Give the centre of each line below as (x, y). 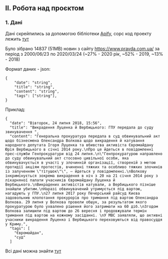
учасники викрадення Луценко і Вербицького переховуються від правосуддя (84, 220)
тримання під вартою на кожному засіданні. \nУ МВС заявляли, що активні (84, 215)
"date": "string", (33, 82)
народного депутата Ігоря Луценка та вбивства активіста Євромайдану (79, 145)
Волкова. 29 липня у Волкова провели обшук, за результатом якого (76, 202)
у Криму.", (17, 224)
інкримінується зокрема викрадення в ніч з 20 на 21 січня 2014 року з (81, 176)
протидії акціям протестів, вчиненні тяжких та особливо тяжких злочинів (84, 167)
